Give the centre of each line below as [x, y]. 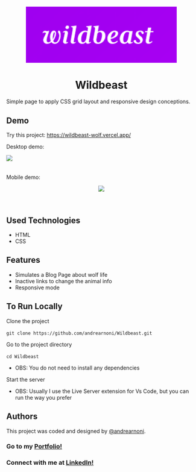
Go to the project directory [39, 344]
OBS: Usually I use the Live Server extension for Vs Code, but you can [102, 391]
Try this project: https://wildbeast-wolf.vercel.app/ [69, 135]
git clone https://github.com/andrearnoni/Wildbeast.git [79, 333]
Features [23, 260]
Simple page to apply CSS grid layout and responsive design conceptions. [98, 102]
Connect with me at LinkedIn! [50, 463]
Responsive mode [37, 288]
